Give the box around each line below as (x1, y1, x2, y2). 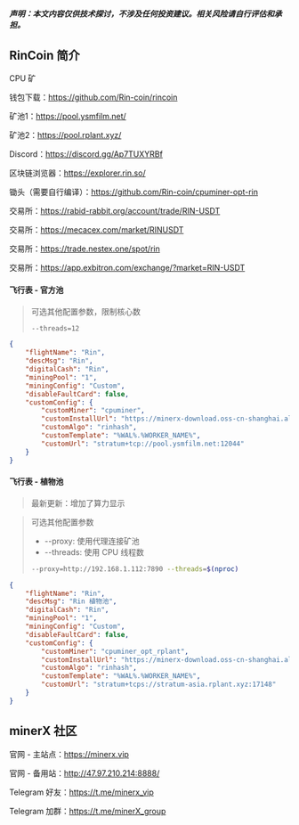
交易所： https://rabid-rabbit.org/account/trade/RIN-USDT (9, 206, 221, 216)
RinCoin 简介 (9, 47, 80, 62)
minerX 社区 (9, 723, 77, 739)
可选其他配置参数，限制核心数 (30, 306, 141, 316)
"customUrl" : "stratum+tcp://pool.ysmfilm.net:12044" (41, 439, 245, 448)
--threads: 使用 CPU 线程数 (44, 546, 144, 557)
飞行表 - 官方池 (9, 285, 64, 295)
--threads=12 (30, 323, 80, 333)
